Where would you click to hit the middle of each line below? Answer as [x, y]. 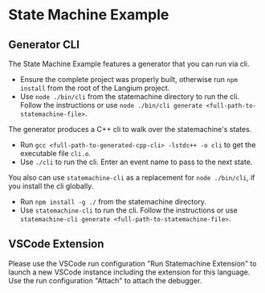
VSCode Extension [56, 244]
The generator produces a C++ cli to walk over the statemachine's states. [130, 129]
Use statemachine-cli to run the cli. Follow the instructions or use [129, 210]
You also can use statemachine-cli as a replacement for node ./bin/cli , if [132, 177]
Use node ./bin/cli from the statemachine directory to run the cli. [129, 97]
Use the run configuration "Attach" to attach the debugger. [105, 280]
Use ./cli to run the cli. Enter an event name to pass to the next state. [136, 162]
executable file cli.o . [55, 153]
